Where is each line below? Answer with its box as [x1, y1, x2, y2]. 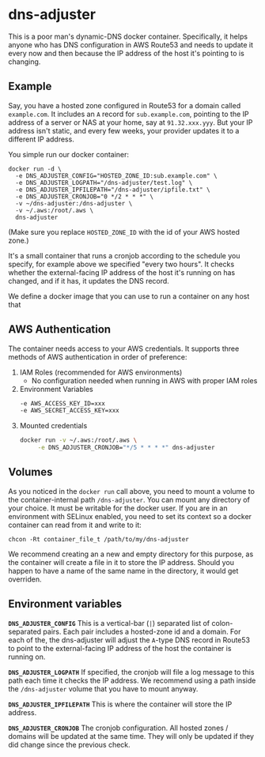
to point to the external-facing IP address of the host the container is [8, 643, 232, 653]
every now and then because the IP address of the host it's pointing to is [8, 48, 245, 58]
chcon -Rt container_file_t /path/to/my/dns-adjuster [8, 535, 190, 543]
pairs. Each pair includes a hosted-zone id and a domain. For [43, 627, 241, 636]
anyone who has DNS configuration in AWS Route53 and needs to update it [8, 40, 254, 49]
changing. [8, 57, 41, 66]
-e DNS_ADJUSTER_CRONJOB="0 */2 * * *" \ [15, 192, 154, 201]
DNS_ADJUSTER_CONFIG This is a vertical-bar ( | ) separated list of [8, 618, 210, 627]
